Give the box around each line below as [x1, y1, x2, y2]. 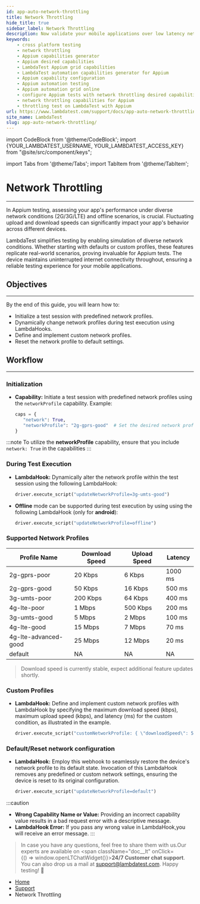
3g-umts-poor [9, 594, 52, 602]
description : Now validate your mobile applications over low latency [6, 31, 185, 37]
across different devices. [6, 225, 67, 233]
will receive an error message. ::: [14, 830, 95, 837]
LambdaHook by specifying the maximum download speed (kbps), [14, 706, 179, 713]
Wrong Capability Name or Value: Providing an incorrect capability [14, 811, 180, 818]
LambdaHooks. [14, 325, 52, 332]
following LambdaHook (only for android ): [14, 508, 118, 516]
